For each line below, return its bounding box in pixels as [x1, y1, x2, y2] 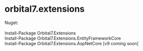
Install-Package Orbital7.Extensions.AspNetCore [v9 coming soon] [4, 40, 139, 46]
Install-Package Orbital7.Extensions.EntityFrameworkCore [4, 35, 121, 41]
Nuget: [4, 20, 19, 25]
